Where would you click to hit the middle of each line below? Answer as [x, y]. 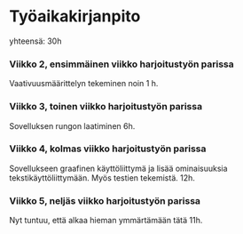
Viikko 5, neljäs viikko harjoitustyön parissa [105, 200]
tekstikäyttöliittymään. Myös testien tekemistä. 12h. [102, 178]
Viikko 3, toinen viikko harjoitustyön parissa [106, 107]
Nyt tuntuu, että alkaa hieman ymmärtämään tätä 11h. [106, 221]
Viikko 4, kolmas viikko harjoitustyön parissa [108, 149]
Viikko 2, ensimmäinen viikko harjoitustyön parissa [122, 64]
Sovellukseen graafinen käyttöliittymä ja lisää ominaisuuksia [118, 168]
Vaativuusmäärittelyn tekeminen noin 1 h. [84, 84]
